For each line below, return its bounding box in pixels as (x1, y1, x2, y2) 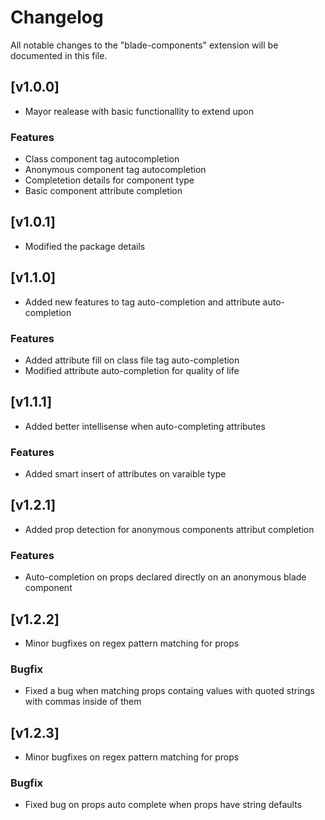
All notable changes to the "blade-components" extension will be (10, 39, 279, 51)
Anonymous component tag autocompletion (24, 164, 207, 176)
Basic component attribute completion (24, 185, 183, 197)
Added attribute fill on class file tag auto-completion (24, 354, 240, 366)
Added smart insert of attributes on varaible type (24, 468, 227, 480)
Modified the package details (24, 240, 146, 252)
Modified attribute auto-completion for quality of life (24, 364, 240, 376)
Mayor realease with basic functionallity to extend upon (24, 105, 254, 117)
